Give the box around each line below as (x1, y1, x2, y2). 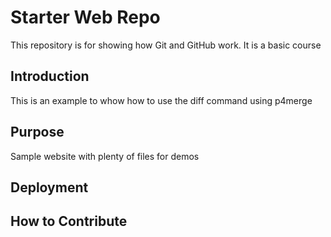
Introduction (10, 68, 90, 85)
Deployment (10, 179, 89, 196)
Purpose (10, 124, 65, 141)
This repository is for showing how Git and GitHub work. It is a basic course (10, 39, 322, 51)
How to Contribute (10, 213, 128, 230)
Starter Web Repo (10, 6, 161, 29)
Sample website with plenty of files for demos (10, 150, 200, 162)
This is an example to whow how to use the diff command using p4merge (10, 94, 313, 106)
